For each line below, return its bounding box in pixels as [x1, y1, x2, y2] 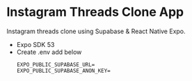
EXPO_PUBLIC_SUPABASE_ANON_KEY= [16, 67, 111, 74]
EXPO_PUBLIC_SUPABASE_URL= [16, 61, 95, 68]
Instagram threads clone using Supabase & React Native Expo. [6, 27, 186, 35]
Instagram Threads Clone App [6, 4, 184, 20]
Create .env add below [16, 48, 82, 56]
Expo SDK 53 [16, 40, 55, 48]
